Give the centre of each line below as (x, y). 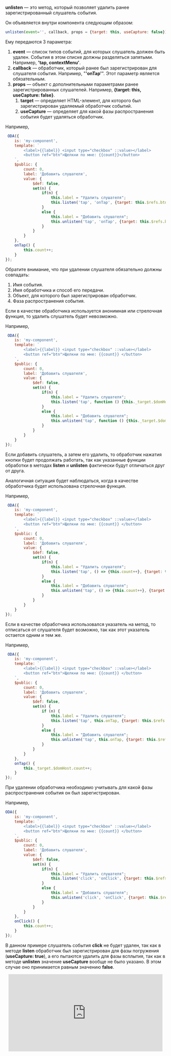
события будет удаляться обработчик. (62, 116)
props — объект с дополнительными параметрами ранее (75, 84)
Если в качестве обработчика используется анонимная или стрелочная (84, 310)
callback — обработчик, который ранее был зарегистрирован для (84, 68)
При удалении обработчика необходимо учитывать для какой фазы (79, 787)
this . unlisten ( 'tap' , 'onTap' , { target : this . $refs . (108, 222)
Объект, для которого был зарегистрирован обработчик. (75, 295)
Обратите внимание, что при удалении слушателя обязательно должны (83, 269)
